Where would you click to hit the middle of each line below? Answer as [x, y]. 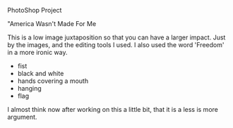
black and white [41, 73]
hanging [30, 88]
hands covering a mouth [53, 81]
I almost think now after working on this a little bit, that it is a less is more [113, 109]
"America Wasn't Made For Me [52, 24]
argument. [22, 117]
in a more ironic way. [38, 52]
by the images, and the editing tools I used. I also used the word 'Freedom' [116, 45]
